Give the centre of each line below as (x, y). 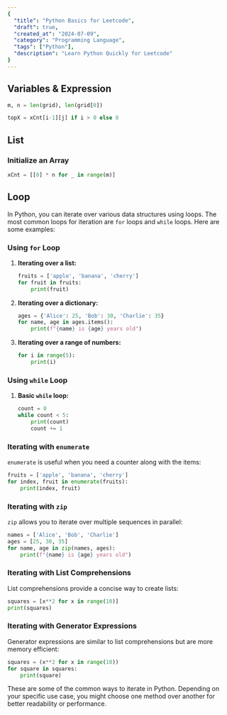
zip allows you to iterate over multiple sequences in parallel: (95, 522)
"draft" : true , (36, 27)
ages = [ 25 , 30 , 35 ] (38, 541)
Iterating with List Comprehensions (69, 573)
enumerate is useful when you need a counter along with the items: (104, 462)
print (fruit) (50, 289)
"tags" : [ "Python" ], (44, 47)
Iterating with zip (37, 506)
